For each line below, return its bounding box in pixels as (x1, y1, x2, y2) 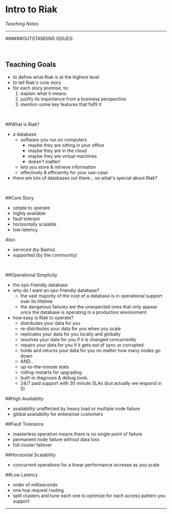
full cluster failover (12, 442, 52, 448)
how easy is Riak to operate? (12, 315, 74, 321)
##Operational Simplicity (5, 271, 58, 278)
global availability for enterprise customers (12, 411, 103, 417)
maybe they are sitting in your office (28, 142, 104, 148)
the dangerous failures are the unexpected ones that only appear (20, 303, 158, 309)
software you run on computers (20, 136, 87, 142)
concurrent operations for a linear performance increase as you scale (12, 462, 160, 468)
